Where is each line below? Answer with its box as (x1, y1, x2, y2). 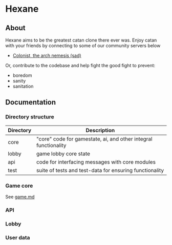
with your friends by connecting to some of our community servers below (5, 43, 161, 49)
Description (85, 127, 115, 134)
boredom (12, 72, 32, 78)
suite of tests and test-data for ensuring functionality (36, 167, 164, 174)
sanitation (12, 83, 34, 89)
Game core (5, 182, 33, 189)
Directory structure (5, 113, 55, 120)
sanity (12, 78, 26, 84)
